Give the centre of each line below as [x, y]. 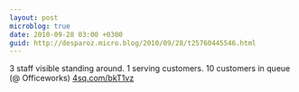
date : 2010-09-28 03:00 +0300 [66, 34]
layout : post [34, 18]
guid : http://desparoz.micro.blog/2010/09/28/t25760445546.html [133, 43]
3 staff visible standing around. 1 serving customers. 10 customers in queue [150, 69]
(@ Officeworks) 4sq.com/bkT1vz [72, 78]
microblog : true [40, 26]
